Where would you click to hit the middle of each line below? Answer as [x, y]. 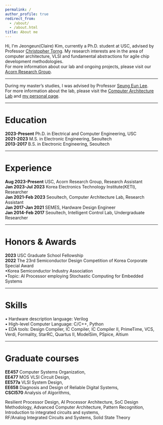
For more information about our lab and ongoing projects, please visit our [78, 67]
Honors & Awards [41, 242]
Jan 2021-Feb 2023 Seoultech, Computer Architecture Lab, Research [75, 197]
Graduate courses [42, 358]
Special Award [19, 266]
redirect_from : [20, 18]
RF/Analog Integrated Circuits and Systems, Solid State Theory [68, 417]
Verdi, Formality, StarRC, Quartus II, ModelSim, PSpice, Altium [67, 334]
